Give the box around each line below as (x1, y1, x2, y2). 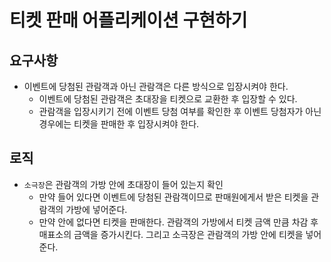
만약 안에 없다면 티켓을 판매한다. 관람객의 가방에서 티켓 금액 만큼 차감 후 (38, 216, 319, 228)
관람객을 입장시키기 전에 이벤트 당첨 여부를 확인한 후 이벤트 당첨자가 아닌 (38, 106, 322, 117)
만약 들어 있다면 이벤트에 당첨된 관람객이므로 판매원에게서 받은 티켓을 (38, 191, 309, 203)
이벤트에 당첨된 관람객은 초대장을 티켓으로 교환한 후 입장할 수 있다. (38, 93, 298, 105)
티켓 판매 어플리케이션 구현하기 (9, 9, 248, 32)
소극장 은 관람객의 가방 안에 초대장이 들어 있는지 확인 (23, 178, 224, 190)
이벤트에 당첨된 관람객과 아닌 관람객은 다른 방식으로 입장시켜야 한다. (23, 81, 289, 92)
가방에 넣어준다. (65, 203, 128, 215)
